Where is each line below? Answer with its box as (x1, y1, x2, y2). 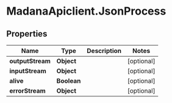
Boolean (56, 77, 81, 85)
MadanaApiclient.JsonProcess (6, 4, 167, 18)
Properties (6, 29, 48, 39)
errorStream (9, 87, 46, 95)
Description (87, 47, 122, 55)
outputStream (9, 57, 51, 65)
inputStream (9, 67, 47, 75)
